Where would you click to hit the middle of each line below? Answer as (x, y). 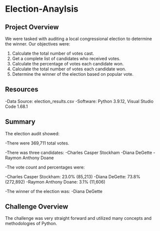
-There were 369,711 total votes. (37, 143)
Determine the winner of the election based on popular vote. (73, 74)
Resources (22, 90)
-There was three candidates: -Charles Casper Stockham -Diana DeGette (79, 152)
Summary (20, 122)
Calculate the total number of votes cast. (53, 53)
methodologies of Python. (31, 224)
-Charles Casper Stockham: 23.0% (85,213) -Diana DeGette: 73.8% (73, 176)
